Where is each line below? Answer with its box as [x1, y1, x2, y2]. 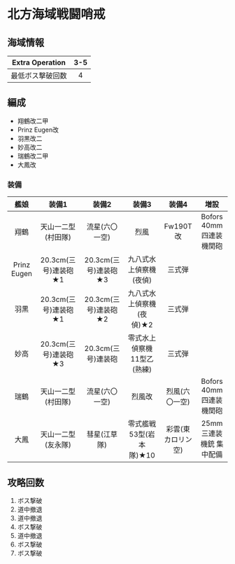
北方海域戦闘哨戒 [7, 6, 106, 22]
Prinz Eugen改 [17, 125, 59, 134]
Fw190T [164, 221, 192, 231]
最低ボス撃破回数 [10, 71, 68, 81]
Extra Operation [11, 57, 66, 67]
